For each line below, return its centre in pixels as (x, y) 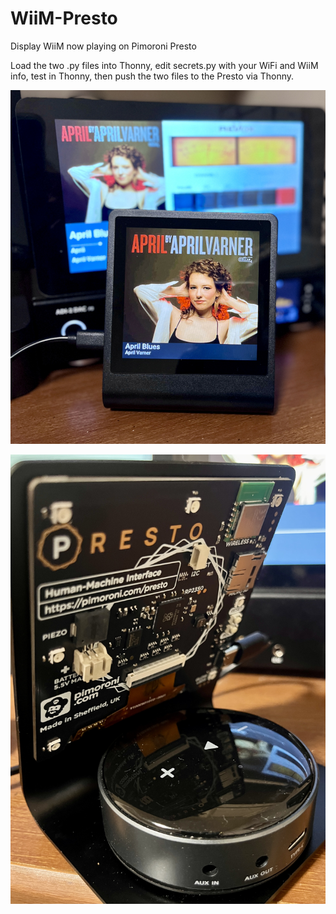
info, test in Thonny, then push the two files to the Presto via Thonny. (152, 76)
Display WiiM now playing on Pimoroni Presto (103, 46)
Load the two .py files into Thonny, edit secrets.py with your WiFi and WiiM (164, 65)
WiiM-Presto (64, 18)
